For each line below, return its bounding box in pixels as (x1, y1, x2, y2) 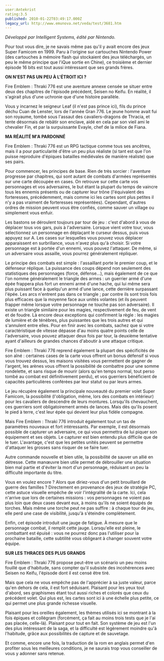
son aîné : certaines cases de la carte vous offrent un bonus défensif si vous (5, 353, 160, 359)
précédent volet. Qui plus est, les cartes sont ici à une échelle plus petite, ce (5, 595, 159, 601)
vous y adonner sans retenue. (5, 651, 65, 657)
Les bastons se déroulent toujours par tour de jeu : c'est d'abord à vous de (5, 219, 156, 225)
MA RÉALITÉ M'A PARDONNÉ (5, 134, 66, 140)
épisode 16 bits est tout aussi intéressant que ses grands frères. (5, 65, 134, 71)
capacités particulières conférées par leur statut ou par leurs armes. (5, 379, 143, 385)
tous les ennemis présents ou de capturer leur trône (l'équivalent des (5, 189, 144, 195)
